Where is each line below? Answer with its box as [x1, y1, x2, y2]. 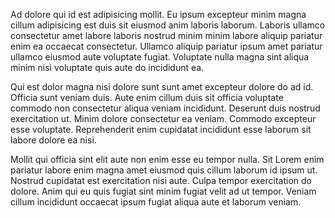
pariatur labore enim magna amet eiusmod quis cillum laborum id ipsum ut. [10, 164, 318, 176]
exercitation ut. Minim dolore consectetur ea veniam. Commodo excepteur [10, 113, 317, 124]
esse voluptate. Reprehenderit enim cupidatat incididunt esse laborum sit [10, 124, 312, 135]
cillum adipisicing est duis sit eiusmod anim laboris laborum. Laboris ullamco [10, 19, 326, 31]
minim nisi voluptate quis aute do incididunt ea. [10, 62, 205, 73]
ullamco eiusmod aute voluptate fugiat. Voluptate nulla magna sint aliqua [10, 51, 310, 63]
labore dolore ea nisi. [10, 134, 97, 146]
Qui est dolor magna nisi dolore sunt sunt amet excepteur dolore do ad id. [10, 81, 314, 93]
